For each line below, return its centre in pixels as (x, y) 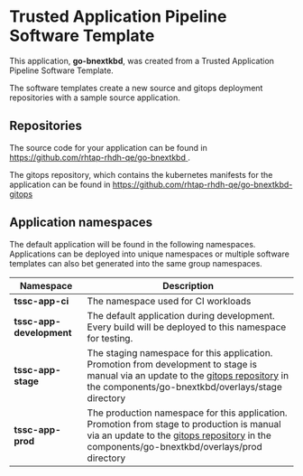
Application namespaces (81, 223)
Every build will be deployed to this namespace (187, 327)
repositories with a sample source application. (95, 98)
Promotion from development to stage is (172, 364)
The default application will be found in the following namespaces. (133, 244)
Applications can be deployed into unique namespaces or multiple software (150, 254)
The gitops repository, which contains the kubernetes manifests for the (141, 174)
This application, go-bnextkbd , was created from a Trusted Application (142, 61)
